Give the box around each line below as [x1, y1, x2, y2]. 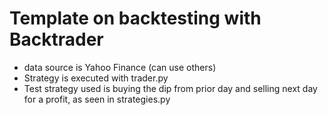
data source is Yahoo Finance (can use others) [23, 61, 217, 73]
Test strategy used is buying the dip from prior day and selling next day [23, 82, 318, 94]
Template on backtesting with [9, 7, 262, 30]
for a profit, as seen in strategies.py [23, 93, 171, 105]
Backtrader [9, 28, 104, 51]
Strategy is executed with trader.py [23, 72, 169, 84]
